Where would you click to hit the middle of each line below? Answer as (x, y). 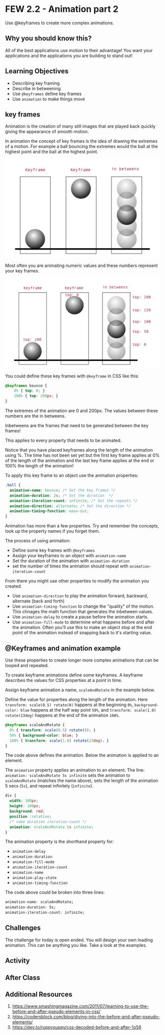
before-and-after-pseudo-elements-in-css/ (56, 1012)
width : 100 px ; (24, 801)
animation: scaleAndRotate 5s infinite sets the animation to (68, 776)
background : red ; (27, 811)
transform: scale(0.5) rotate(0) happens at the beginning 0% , (69, 705)
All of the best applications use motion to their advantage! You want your (79, 50)
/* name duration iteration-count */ (48, 822)
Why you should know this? (49, 38)
